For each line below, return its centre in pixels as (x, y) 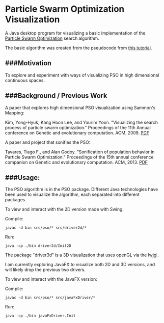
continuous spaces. (25, 80)
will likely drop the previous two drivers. (45, 270)
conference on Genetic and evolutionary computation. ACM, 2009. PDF (77, 133)
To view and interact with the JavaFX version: (51, 279)
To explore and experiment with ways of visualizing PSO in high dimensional (82, 75)
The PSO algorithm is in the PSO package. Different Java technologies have (82, 189)
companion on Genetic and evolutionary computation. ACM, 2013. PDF (77, 162)
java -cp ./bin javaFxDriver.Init (41, 316)
